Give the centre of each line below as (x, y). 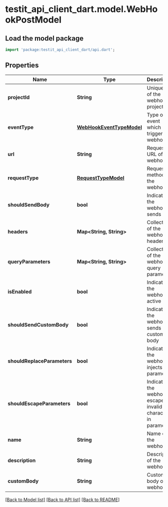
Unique (155, 87)
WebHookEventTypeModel (109, 127)
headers (18, 231)
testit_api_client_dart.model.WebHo (81, 9)
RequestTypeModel (100, 177)
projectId (19, 97)
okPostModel (33, 20)
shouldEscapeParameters (39, 403)
